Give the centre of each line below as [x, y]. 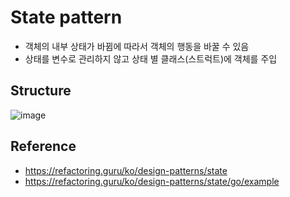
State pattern [66, 17]
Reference [43, 146]
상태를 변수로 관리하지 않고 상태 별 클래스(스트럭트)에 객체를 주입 [151, 58]
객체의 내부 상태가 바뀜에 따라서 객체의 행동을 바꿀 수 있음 [137, 46]
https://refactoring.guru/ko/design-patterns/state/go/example [152, 181]
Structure [41, 91]
